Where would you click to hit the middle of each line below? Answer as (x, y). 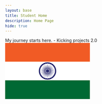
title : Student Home (26, 15)
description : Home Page (30, 21)
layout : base (18, 10)
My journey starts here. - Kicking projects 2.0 (51, 40)
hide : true (16, 26)
